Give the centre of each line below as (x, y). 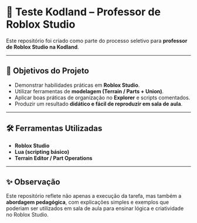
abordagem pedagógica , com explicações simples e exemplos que (88, 202)
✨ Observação (33, 182)
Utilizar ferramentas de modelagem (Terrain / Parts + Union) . (89, 91)
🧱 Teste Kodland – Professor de (84, 12)
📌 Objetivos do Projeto (47, 71)
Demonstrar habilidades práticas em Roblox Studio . (77, 85)
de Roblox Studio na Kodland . (43, 47)
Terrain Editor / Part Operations (53, 158)
